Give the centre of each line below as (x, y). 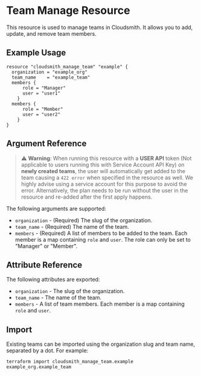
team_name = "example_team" (51, 77)
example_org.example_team (39, 367)
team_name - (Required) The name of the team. (72, 226)
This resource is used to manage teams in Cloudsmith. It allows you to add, (100, 27)
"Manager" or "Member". (46, 246)
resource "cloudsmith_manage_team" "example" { (67, 67)
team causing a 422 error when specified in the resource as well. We (107, 177)
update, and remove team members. (51, 33)
